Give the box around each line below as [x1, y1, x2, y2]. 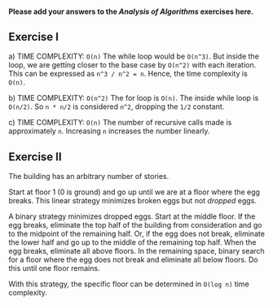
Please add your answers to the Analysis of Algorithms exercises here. [8, 7, 254, 16]
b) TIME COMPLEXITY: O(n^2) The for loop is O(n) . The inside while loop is [8, 94, 259, 103]
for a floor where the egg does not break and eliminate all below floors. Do [8, 255, 258, 264]
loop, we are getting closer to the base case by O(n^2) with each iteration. [8, 60, 257, 70]
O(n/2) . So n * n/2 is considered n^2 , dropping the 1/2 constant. [8, 102, 225, 111]
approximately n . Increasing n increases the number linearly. [8, 126, 210, 136]
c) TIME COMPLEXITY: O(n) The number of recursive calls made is [8, 118, 232, 128]
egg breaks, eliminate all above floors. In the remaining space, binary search [8, 246, 265, 256]
